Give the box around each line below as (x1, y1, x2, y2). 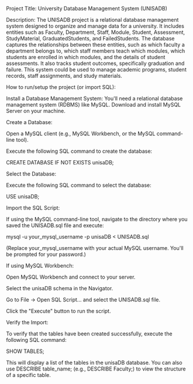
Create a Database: (6, 119, 53, 125)
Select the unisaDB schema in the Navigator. (6, 285, 113, 292)
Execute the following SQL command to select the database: (6, 181, 151, 188)
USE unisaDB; (6, 193, 40, 200)
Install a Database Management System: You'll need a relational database (6, 95, 183, 102)
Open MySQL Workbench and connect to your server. (6, 273, 136, 280)
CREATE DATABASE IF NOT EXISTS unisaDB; (6, 159, 114, 166)
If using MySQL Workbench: (6, 262, 74, 269)
